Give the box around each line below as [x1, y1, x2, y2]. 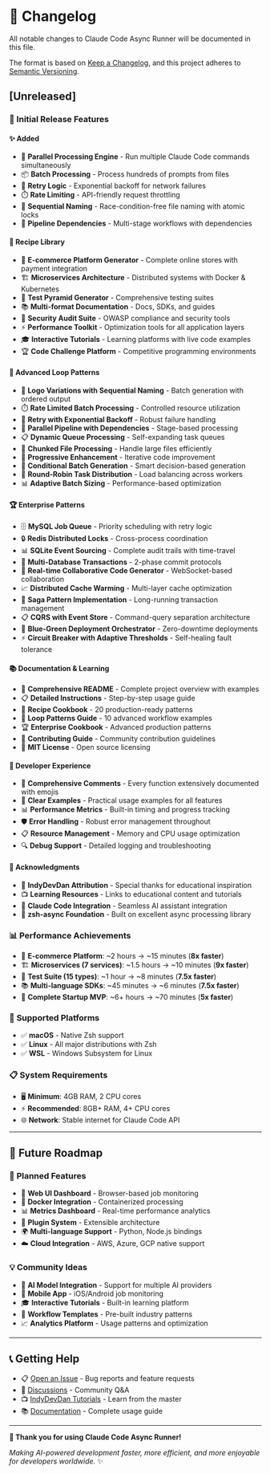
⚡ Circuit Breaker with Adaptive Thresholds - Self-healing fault [20, 633, 232, 643]
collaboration [20, 574, 65, 584]
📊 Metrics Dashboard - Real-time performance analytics [20, 1206, 211, 1215]
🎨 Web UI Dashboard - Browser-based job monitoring [20, 1188, 199, 1199]
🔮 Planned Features [9, 1170, 87, 1181]
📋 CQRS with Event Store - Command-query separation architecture [20, 613, 251, 622]
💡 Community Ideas [9, 1262, 87, 1273]
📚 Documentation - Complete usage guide [20, 1407, 163, 1416]
